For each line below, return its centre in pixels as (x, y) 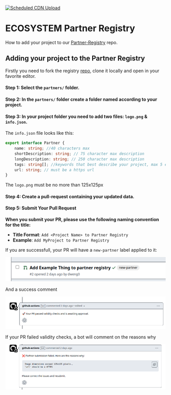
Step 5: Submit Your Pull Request (41, 208)
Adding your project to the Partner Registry (75, 58)
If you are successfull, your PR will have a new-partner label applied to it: (81, 250)
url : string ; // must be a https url (54, 170)
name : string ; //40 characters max (52, 148)
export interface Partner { (35, 143)
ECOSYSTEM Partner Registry (70, 28)
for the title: (18, 225)
